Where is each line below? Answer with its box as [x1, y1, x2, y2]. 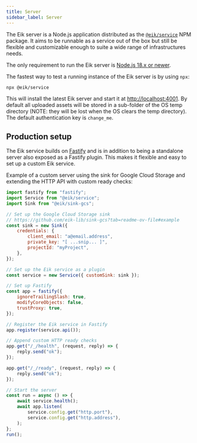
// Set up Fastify [6, 283, 52, 289]
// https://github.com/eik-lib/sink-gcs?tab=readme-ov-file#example [6, 217, 180, 223]
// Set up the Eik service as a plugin [6, 266, 105, 272]
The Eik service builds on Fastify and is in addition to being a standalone [6, 147, 183, 155]
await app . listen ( [17, 404, 62, 410]
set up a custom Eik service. [6, 160, 76, 167]
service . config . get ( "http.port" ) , [27, 410, 113, 416]
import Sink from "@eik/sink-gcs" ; [6, 201, 95, 207]
